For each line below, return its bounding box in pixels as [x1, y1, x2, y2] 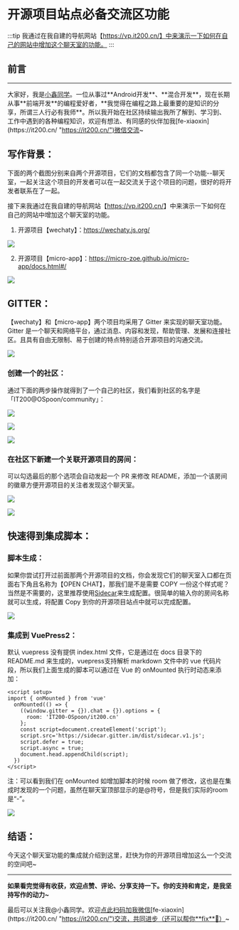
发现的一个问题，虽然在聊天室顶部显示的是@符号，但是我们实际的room [19, 785, 228, 793]
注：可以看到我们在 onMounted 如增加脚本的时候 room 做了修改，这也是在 [7, 776, 225, 785]
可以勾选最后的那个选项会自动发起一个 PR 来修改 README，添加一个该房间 [7, 471, 228, 480]
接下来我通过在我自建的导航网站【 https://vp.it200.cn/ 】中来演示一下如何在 [7, 201, 226, 210]
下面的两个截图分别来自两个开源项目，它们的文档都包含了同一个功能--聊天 [7, 169, 225, 177]
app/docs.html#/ [17, 262, 67, 270]
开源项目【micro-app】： [17, 254, 90, 262]
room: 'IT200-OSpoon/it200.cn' [26, 713, 119, 720]
